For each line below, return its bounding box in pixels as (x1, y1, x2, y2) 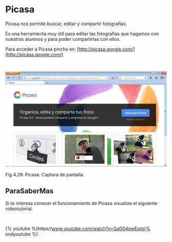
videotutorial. (5, 206, 33, 212)
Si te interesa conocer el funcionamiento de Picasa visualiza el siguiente (5, 200, 158, 207)
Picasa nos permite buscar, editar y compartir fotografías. (5, 21, 127, 27)
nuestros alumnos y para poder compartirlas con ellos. (5, 36, 121, 42)
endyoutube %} (5, 231, 38, 237)
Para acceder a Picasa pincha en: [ (5, 46, 79, 52)
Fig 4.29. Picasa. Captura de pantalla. (5, 172, 84, 178)
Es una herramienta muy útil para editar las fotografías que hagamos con (5, 30, 159, 36)
